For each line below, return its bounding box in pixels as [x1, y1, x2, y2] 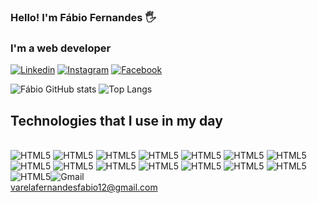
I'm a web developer [10, 41, 112, 55]
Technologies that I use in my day [10, 112, 223, 129]
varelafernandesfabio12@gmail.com [10, 181, 158, 194]
